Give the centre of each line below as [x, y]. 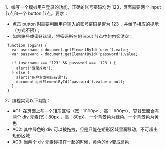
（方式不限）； [26, 30]
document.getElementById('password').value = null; [70, 82]
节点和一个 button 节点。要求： [37, 13]
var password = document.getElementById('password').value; [75, 54]
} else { [21, 73]
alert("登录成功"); [35, 68]
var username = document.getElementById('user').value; [70, 50]
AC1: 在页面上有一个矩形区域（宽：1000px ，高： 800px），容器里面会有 [86, 111]
